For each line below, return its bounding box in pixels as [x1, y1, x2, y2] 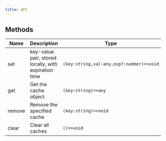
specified [30, 107, 52, 114]
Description [30, 40, 58, 47]
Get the [30, 81, 47, 88]
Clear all [30, 122, 49, 129]
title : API [5, 7, 28, 12]
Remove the [30, 102, 58, 108]
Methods [5, 26, 34, 34]
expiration [30, 67, 53, 74]
